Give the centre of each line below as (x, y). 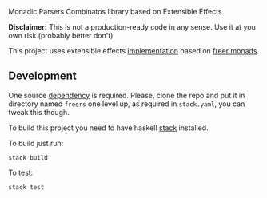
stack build (28, 158)
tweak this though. (39, 112)
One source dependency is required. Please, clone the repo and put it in (127, 95)
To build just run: (36, 143)
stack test (26, 187)
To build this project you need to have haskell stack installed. (109, 128)
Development (43, 76)
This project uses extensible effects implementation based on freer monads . (134, 51)
